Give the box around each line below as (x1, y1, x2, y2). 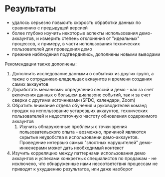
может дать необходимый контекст (48, 145, 124, 151)
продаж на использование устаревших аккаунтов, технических (11, 108, 148, 114)
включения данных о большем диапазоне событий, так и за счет (11, 92, 151, 98)
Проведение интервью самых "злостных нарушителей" (19, 139, 138, 145)
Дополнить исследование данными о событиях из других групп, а (11, 70, 154, 76)
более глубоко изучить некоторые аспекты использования (11, 30, 138, 36)
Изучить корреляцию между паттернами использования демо (11, 150, 146, 156)
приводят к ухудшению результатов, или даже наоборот (11, 166, 133, 172)
